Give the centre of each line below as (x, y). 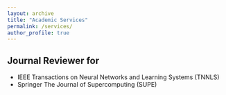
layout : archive (31, 13)
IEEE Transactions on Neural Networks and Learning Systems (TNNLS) (118, 77)
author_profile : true (38, 33)
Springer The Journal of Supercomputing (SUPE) (87, 85)
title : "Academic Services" (48, 20)
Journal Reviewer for (53, 60)
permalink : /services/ (40, 26)
